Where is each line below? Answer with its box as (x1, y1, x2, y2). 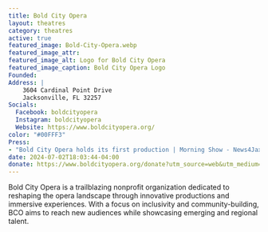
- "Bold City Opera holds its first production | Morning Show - (8, 146, 230, 154)
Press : (8, 138, 30, 146)
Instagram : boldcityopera (15, 116, 102, 124)
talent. (8, 217, 30, 226)
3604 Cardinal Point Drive (22, 86, 112, 94)
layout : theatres (8, 19, 66, 27)
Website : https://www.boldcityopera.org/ (15, 123, 156, 131)
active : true (8, 34, 52, 42)
